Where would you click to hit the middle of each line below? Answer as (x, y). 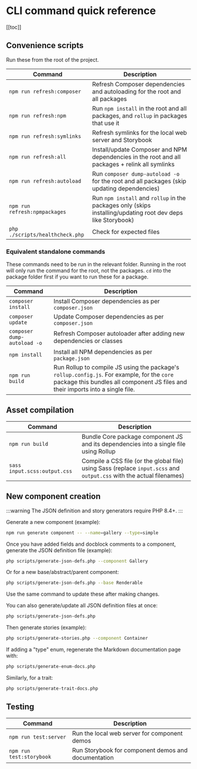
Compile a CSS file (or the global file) (133, 461)
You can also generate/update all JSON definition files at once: (82, 606)
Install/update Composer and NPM (140, 149)
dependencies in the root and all (136, 157)
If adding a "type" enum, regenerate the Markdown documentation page (94, 650)
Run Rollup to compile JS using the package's (117, 367)
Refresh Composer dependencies (138, 84)
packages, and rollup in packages (140, 116)
